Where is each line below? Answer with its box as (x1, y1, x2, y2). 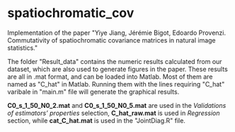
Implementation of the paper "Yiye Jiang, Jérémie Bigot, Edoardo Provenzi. (7, 28, 227, 37)
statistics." (7, 43, 38, 52)
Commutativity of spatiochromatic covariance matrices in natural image (7, 35, 216, 44)
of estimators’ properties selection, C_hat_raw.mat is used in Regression (7, 109, 221, 117)
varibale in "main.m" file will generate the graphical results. (7, 87, 180, 96)
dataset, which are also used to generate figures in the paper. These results (7, 65, 228, 73)
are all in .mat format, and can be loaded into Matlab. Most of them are (7, 72, 213, 81)
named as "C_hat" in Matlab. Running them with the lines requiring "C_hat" (7, 79, 225, 88)
